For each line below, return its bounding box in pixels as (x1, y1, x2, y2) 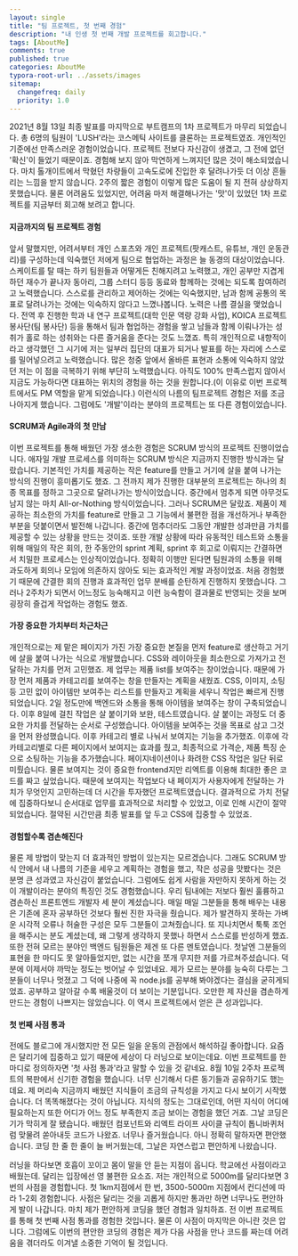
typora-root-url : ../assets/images (9, 71, 141, 80)
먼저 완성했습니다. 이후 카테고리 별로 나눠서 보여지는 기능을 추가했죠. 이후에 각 (18, 730, 289, 741)
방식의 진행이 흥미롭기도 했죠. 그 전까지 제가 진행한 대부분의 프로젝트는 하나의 (9, 476, 278, 486)
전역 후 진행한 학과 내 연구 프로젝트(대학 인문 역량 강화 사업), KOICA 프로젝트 (20, 309, 287, 321)
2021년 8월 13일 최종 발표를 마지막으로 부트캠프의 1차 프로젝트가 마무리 (9, 121, 256, 132)
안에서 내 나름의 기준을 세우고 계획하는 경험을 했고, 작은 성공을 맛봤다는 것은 (18, 863, 282, 874)
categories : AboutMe (9, 63, 86, 72)
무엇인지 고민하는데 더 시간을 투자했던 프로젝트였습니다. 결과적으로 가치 (25, 786, 273, 797)
